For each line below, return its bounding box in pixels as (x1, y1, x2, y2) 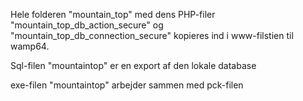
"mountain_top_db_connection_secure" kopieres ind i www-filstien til (10, 30, 294, 41)
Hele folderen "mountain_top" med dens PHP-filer (10, 9, 216, 20)
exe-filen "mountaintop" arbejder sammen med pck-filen (10, 79, 244, 91)
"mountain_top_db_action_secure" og (10, 19, 164, 31)
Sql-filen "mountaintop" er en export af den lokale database (10, 60, 257, 71)
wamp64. (10, 40, 50, 52)
